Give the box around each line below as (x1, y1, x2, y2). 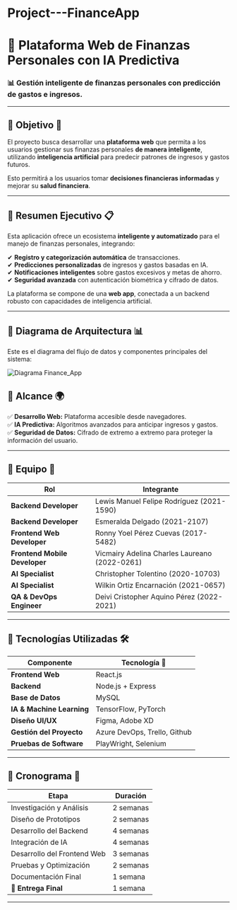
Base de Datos (11, 692, 61, 702)
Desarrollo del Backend (11, 826, 88, 836)
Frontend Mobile (11, 548, 68, 558)
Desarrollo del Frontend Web (11, 849, 106, 859)
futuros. (7, 161, 30, 169)
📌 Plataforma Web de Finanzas (7, 38, 190, 54)
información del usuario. (7, 436, 78, 444)
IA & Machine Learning (11, 704, 90, 714)
